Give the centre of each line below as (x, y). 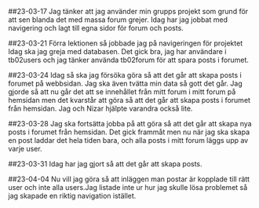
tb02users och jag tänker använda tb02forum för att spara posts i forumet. (129, 60)
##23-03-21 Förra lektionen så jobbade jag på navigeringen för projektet (126, 43)
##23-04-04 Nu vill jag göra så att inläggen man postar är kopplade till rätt (129, 179)
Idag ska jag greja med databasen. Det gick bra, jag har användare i (117, 51)
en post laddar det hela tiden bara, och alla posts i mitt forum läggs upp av (128, 140)
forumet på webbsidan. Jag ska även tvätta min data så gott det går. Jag (126, 83)
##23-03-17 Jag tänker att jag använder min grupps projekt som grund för (128, 11)
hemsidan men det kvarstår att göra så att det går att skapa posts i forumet (129, 100)
